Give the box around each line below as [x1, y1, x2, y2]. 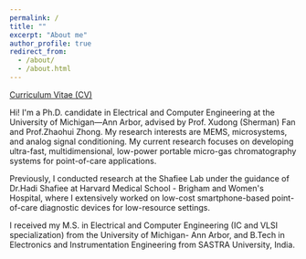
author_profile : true [9, 38, 92, 48]
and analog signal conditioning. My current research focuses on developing [9, 136, 294, 147]
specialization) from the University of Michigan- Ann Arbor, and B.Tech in [9, 229, 286, 240]
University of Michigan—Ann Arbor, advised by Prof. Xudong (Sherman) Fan [9, 116, 296, 128]
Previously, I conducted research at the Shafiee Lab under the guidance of [9, 172, 290, 183]
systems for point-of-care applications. [9, 155, 157, 166]
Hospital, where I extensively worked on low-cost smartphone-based [9, 192, 270, 203]
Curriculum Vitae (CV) [9, 88, 93, 100]
